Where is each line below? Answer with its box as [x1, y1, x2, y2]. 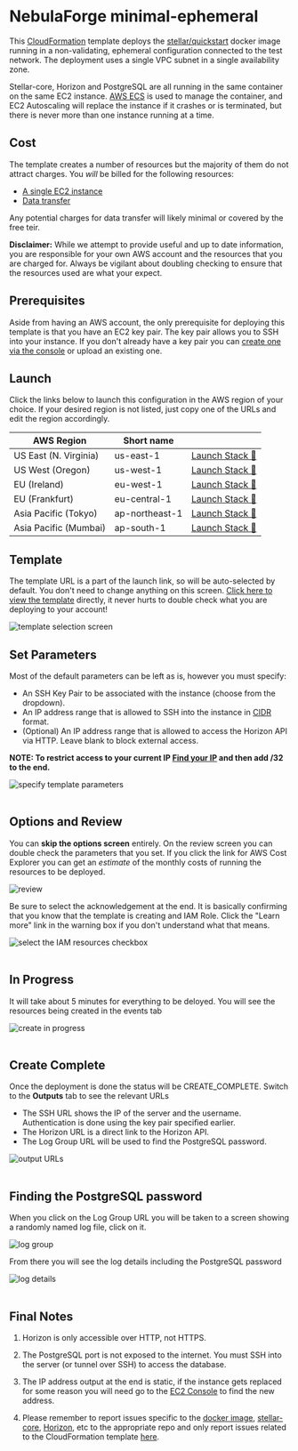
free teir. [9, 222, 40, 232]
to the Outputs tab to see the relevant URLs [9, 1091, 169, 1101]
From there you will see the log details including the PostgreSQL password [9, 1256, 282, 1267]
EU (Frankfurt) [13, 493, 74, 505]
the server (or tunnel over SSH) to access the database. [21, 1359, 227, 1370]
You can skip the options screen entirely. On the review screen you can [9, 838, 273, 849]
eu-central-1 [114, 493, 172, 505]
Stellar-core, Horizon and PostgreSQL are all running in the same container [9, 81, 284, 92]
